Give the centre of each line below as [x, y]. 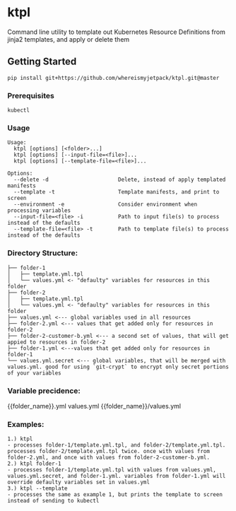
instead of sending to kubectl [53, 501]
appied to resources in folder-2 [57, 342]
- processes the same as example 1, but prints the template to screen [115, 495]
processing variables [39, 211]
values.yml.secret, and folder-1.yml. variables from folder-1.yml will [117, 476]
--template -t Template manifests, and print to [117, 192]
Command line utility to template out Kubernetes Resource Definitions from [117, 32]
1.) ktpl [20, 439]
